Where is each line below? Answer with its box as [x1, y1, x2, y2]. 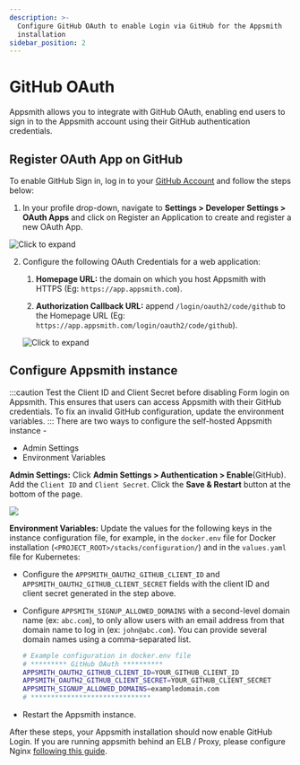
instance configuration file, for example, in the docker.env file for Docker [9, 532, 276, 543]
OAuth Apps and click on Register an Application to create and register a [21, 212, 292, 223]
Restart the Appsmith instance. [21, 709, 137, 720]
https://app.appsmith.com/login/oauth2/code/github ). [35, 320, 238, 330]
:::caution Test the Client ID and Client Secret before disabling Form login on [9, 387, 289, 398]
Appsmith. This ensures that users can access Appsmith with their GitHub [9, 396, 282, 407]
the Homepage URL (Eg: [35, 311, 125, 321]
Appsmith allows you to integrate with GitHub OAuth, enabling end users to [9, 107, 286, 118]
